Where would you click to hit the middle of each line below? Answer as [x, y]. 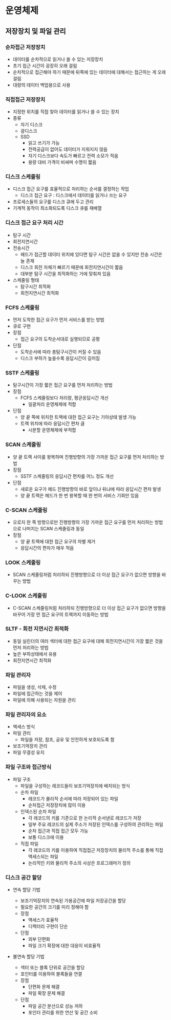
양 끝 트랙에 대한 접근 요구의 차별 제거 [58, 541]
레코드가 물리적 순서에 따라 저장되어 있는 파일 [73, 798]
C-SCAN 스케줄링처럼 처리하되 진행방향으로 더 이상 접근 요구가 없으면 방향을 [89, 608]
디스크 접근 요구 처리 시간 [35, 223]
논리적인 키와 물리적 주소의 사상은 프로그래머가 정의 [79, 863]
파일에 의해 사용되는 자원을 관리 [44, 700]
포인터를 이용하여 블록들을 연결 [51, 974]
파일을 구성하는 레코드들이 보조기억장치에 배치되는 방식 [75, 785]
